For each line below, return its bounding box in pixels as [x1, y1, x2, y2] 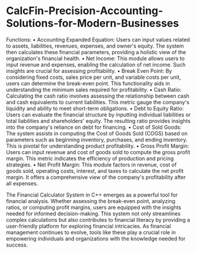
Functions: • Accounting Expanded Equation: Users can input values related [6, 36, 190, 43]
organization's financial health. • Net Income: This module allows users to [6, 55, 185, 62]
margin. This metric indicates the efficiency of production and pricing [6, 155, 174, 162]
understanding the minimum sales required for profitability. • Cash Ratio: [6, 86, 182, 93]
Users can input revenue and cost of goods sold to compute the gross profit [6, 148, 191, 155]
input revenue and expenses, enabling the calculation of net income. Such [6, 61, 186, 68]
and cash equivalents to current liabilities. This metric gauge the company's [6, 98, 190, 105]
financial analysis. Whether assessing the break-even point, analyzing [6, 197, 175, 204]
